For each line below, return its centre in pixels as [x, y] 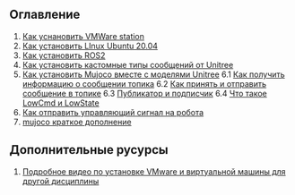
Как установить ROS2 [64, 55]
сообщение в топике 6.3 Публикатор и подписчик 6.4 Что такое [144, 93]
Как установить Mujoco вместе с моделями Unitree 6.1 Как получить [153, 74]
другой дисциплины [61, 181]
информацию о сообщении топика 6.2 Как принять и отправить [144, 83]
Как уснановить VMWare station [83, 36]
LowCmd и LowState [61, 103]
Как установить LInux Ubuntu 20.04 [90, 46]
